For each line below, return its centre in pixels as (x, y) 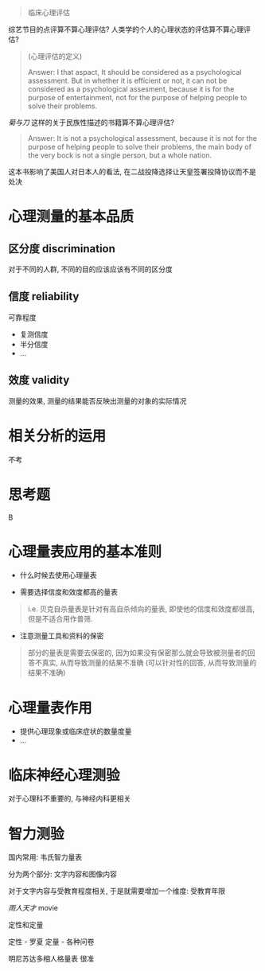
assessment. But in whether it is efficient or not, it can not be (127, 80)
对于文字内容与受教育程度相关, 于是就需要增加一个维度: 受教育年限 (117, 891)
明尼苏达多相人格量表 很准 (51, 959)
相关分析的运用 (57, 436)
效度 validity (39, 380)
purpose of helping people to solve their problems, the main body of (140, 147)
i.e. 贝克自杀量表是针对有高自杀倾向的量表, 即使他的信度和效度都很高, (141, 609)
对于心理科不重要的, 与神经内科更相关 (70, 798)
